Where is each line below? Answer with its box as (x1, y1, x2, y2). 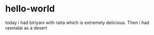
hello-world (5, 3, 55, 14)
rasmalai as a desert (5, 24, 47, 30)
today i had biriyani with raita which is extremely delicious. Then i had (5, 19, 149, 25)
